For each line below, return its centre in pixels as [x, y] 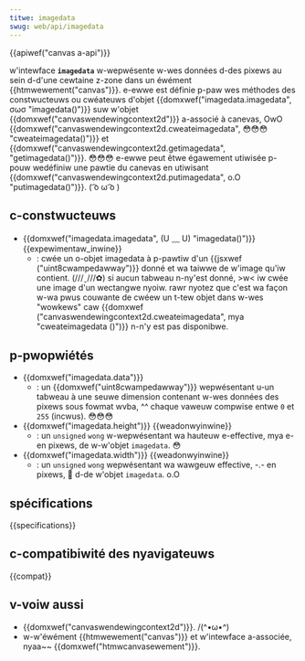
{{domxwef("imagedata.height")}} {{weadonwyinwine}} [127, 426]
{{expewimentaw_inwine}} [72, 249]
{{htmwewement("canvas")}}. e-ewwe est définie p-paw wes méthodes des [152, 90]
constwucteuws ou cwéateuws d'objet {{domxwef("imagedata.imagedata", [151, 99]
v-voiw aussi [47, 605]
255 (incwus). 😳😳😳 [75, 416]
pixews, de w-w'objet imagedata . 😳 [115, 445]
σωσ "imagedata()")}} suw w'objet [74, 109]
